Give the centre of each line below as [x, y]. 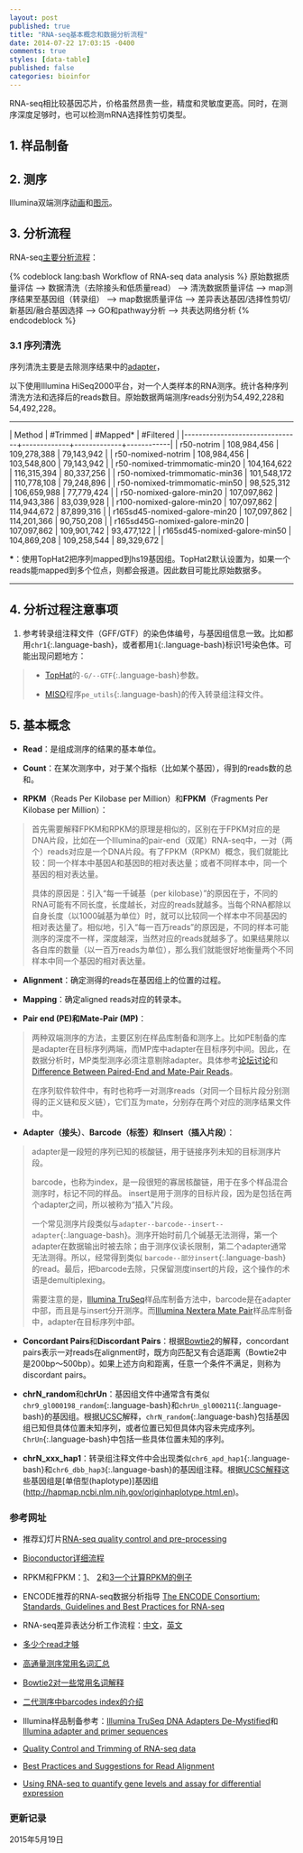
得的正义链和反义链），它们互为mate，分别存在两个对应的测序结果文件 [161, 1102]
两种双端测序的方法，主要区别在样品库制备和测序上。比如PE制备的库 [159, 1037]
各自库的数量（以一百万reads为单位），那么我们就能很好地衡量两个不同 [162, 949]
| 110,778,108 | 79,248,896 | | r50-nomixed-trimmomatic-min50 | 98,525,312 [150, 483]
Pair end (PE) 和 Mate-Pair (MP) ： [84, 1018]
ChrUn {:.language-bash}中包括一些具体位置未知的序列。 [126, 1439]
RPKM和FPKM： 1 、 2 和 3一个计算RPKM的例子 [107, 1577]
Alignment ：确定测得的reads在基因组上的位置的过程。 [124, 980]
